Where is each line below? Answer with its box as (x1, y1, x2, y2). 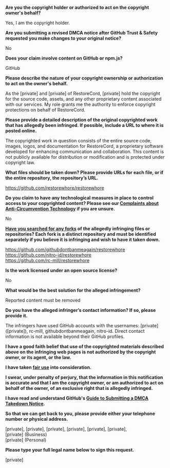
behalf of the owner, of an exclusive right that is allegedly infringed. (5, 385, 153, 391)
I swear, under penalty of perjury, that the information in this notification (5, 375, 163, 380)
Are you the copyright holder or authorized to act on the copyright (5, 5, 149, 10)
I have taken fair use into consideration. (5, 364, 91, 370)
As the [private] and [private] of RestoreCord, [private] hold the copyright (5, 90, 160, 97)
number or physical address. (5, 416, 68, 422)
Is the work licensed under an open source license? (5, 267, 118, 273)
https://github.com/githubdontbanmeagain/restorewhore (5, 247, 125, 252)
